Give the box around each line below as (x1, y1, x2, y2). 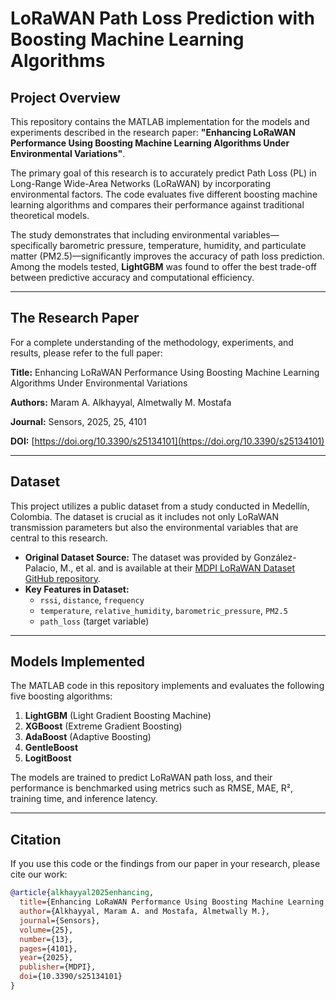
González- (253, 551, 297, 563)
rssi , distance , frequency (39, 593, 145, 606)
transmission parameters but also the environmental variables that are (10, 521, 299, 533)
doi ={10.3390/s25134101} (19, 972, 123, 982)
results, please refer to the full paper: (10, 347, 163, 359)
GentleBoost (24, 742, 79, 754)
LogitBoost (24, 752, 72, 764)
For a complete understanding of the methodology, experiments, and (10, 336, 294, 348)
